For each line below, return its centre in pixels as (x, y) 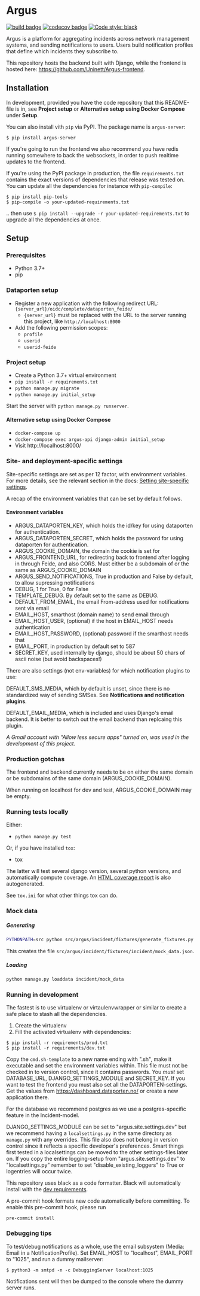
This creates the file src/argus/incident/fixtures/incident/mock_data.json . (100, 951)
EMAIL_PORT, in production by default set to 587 (75, 646)
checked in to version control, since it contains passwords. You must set (95, 1072)
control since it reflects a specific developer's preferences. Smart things (95, 1146)
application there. (28, 1097)
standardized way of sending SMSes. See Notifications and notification (96, 695)
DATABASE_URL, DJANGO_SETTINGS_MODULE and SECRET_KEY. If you (96, 1078)
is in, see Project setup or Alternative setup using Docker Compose (100, 109)
